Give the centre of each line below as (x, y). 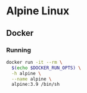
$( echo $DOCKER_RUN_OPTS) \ (46, 68)
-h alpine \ (27, 73)
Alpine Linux (38, 11)
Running (19, 50)
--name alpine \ (32, 79)
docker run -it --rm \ (34, 62)
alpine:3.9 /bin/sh (36, 85)
